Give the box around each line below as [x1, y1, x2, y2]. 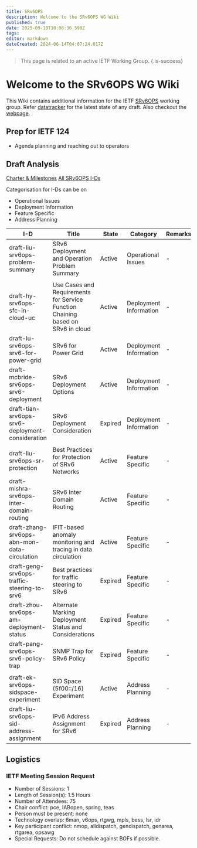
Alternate [52, 601, 78, 609]
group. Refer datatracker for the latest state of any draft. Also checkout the [6, 103, 186, 110]
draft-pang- [9, 640, 44, 648]
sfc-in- [9, 306, 30, 315]
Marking [52, 608, 76, 617]
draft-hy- [9, 292, 37, 300]
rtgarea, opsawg [14, 829, 55, 836]
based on [52, 318, 79, 326]
